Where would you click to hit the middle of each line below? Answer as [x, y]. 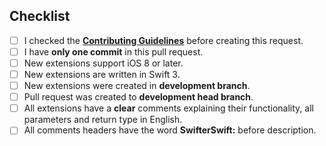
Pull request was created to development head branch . [138, 97]
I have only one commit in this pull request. [113, 51]
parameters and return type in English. [103, 120]
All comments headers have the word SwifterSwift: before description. [170, 130]
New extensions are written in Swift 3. [102, 74]
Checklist [40, 16]
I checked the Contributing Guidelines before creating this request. [163, 40]
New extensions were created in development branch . [137, 86]
